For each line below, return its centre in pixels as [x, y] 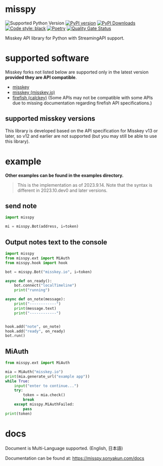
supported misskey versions [50, 119]
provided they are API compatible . [41, 77]
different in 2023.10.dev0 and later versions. [62, 190]
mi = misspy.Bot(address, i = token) [42, 227]
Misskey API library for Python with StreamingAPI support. [65, 38]
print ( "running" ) [32, 290]
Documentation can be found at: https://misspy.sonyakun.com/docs [75, 458]
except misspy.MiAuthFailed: [44, 405]
